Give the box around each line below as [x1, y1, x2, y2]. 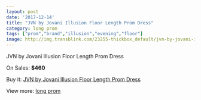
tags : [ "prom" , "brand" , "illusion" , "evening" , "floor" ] [6, 31, 144, 37]
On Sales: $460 [6, 64, 45, 71]
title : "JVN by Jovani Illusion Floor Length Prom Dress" [6, 20, 154, 26]
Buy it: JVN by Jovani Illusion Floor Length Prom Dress [6, 76, 141, 83]
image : [6, 36, 23, 42]
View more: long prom [6, 87, 61, 94]
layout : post [6, 8, 39, 15]
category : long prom [6, 25, 58, 32]
